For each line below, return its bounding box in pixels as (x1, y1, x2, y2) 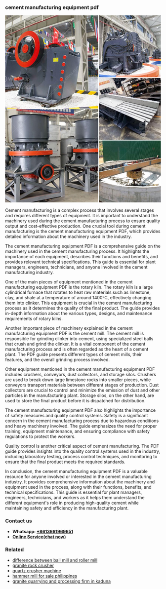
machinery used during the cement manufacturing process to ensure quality (5, 218, 161, 224)
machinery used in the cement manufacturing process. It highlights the (5, 248, 150, 254)
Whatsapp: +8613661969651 (12, 528, 73, 534)
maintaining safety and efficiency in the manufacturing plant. (5, 505, 129, 511)
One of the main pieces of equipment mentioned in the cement (5, 278, 133, 285)
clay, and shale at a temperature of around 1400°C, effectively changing (5, 294, 152, 300)
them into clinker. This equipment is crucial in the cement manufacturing (5, 300, 152, 306)
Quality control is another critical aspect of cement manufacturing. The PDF (5, 443, 159, 449)
